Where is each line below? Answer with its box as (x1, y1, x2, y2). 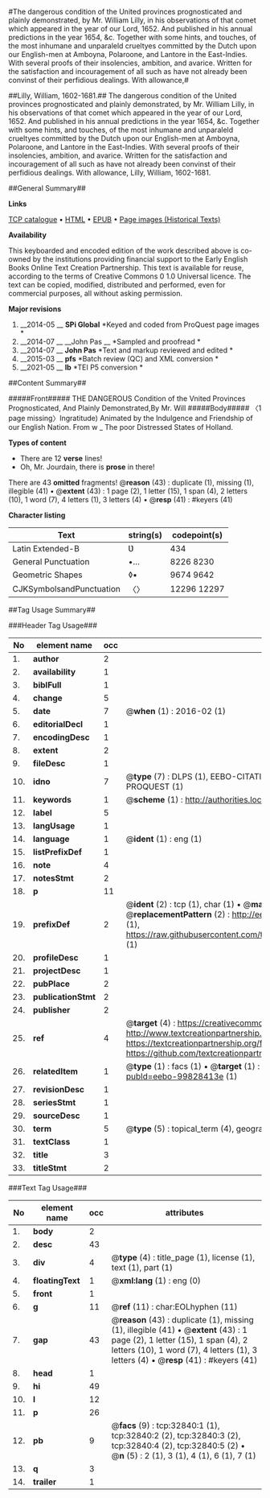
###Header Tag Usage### (8, 621, 98, 630)
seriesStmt (33, 1097, 76, 1108)
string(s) (128, 530, 163, 540)
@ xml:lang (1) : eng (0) (111, 1275, 201, 1286)
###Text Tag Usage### (8, 1183, 88, 1192)
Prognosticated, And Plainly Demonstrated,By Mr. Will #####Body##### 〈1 (8, 403, 262, 413)
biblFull (33, 679, 62, 691)
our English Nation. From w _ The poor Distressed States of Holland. (8, 423, 234, 431)
